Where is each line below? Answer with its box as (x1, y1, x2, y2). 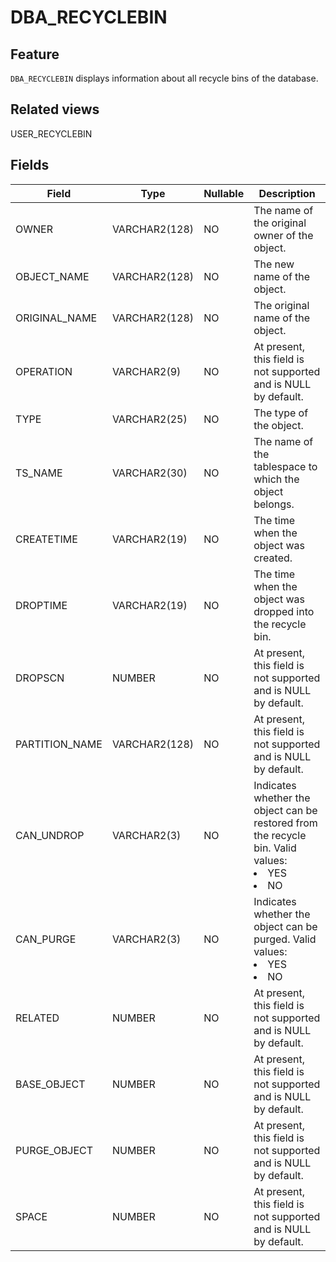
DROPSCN (15, 671, 65, 685)
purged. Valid (253, 932, 317, 946)
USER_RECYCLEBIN (10, 127, 93, 140)
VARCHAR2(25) (111, 412, 188, 426)
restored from (253, 816, 318, 830)
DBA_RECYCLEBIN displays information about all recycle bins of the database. (10, 72, 319, 84)
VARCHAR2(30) (111, 466, 188, 480)
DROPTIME (15, 598, 68, 612)
